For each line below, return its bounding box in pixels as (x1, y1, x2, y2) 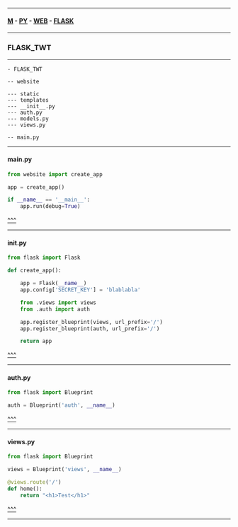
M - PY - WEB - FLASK (7, 16, 74, 25)
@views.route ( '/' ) (7, 479, 62, 486)
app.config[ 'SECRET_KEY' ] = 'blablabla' (20, 286, 141, 294)
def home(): (7, 485, 42, 492)
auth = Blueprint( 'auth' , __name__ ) (7, 402, 115, 409)
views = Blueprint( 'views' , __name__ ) (7, 466, 122, 473)
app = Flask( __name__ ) (20, 280, 87, 287)
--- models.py (7, 115, 50, 122)
